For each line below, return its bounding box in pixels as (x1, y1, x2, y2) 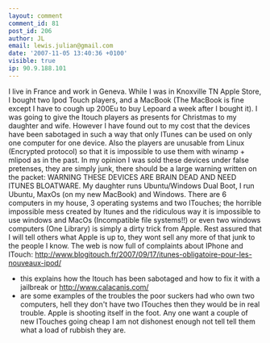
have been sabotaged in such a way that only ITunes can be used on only (8, 129, 252, 139)
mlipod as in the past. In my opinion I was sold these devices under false (8, 155, 250, 165)
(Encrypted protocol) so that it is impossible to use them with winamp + (8, 146, 246, 156)
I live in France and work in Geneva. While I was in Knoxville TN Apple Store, (8, 86, 262, 96)
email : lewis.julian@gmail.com (8, 42, 114, 50)
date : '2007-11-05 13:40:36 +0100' (8, 49, 128, 57)
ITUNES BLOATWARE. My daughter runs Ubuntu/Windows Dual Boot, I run (8, 181, 255, 190)
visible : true (8, 57, 56, 65)
